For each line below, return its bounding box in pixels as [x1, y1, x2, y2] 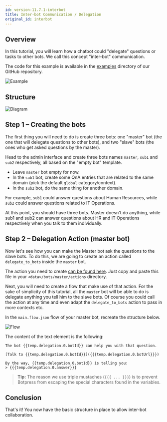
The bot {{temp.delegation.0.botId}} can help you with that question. [5, 343, 157, 348]
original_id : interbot [5, 16, 52, 21]
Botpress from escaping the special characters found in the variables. [17, 379, 161, 385]
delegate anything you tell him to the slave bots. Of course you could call [5, 294, 155, 300]
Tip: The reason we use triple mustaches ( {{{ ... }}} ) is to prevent [17, 374, 158, 380]
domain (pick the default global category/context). [12, 179, 117, 185]
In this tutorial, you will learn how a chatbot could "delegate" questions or [5, 48, 156, 54]
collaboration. [5, 412, 33, 418]
